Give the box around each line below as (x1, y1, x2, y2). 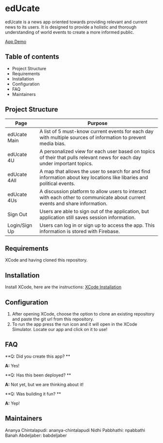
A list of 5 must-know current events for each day (39, 128, 154, 135)
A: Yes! (5, 363, 20, 368)
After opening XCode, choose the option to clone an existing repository (12, 311, 155, 316)
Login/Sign (7, 221, 33, 228)
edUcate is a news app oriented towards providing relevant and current (5, 19, 147, 25)
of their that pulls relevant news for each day (39, 154, 142, 160)
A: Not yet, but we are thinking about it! (5, 381, 84, 387)
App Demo (5, 38, 27, 44)
